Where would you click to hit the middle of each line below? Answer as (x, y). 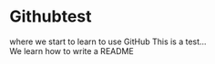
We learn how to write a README (72, 50)
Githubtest (51, 17)
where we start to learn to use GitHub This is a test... (108, 41)
